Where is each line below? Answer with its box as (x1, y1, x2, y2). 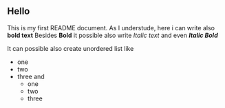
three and (17, 72, 45, 80)
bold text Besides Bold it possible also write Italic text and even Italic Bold (7, 31, 218, 39)
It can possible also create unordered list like (7, 44, 134, 52)
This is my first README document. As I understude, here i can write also (7, 23, 215, 32)
